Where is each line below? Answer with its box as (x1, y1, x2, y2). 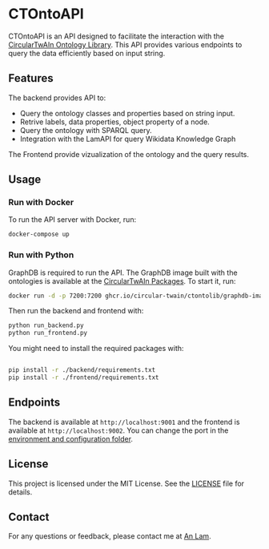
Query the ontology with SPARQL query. (19, 125, 152, 135)
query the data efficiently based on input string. (8, 48, 166, 58)
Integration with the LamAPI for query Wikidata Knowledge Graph (19, 134, 236, 143)
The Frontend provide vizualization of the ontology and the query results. (8, 149, 250, 159)
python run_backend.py (8, 321, 84, 329)
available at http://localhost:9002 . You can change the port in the (8, 426, 229, 435)
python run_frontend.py (8, 329, 88, 337)
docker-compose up (8, 230, 70, 239)
